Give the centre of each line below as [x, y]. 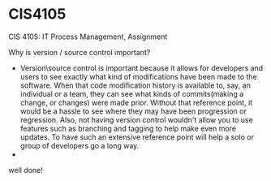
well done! [26, 170]
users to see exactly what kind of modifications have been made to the [138, 76]
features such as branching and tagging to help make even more [128, 128]
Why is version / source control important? [80, 52]
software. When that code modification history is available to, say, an [135, 85]
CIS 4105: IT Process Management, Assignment [88, 37]
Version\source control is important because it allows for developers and [142, 68]
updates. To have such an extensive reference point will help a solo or [137, 137]
